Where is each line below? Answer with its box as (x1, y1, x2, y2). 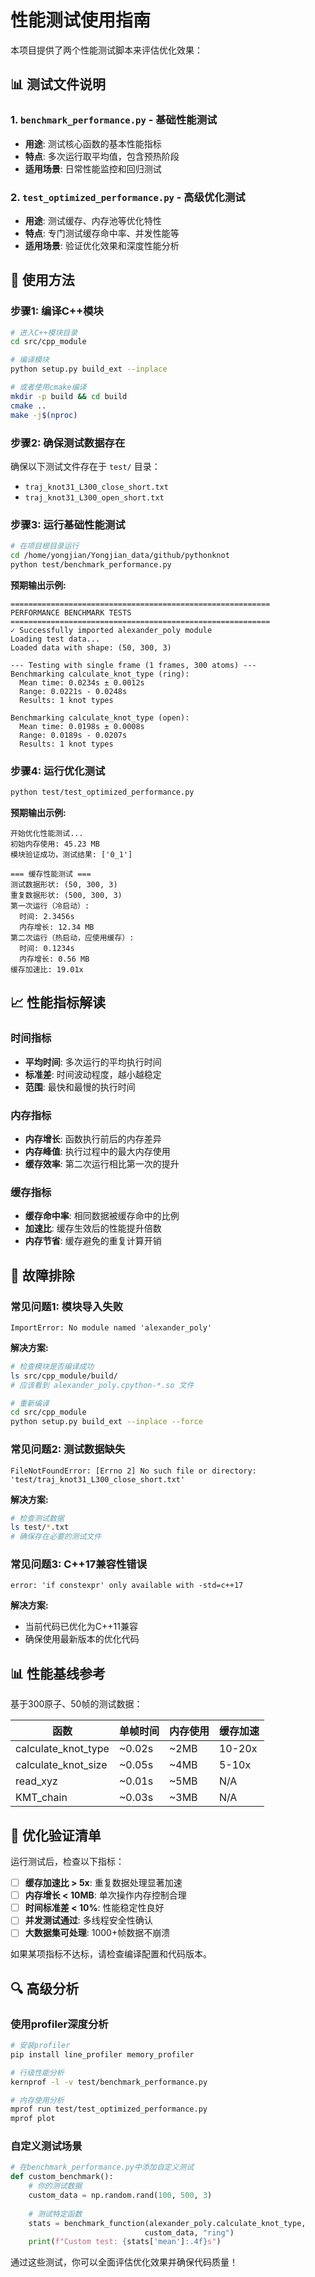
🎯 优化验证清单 (10, 1827, 102, 1844)
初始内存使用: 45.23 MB (10, 839, 100, 849)
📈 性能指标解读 (10, 994, 107, 1011)
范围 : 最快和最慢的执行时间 (24, 1081, 136, 1093)
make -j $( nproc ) (10, 410, 78, 420)
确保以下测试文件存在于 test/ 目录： (10, 460, 161, 472)
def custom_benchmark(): (10, 2172, 114, 2182)
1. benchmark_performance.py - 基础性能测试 (10, 113, 218, 127)
